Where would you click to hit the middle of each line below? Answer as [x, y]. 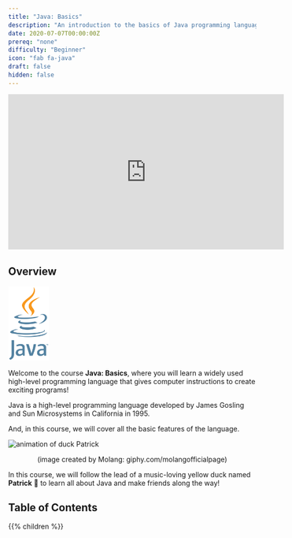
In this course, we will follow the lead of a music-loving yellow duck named [129, 474]
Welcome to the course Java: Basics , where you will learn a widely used [126, 373]
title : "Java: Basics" [45, 17]
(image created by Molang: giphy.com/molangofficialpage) [132, 459]
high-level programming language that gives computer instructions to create [132, 381]
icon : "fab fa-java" [42, 58]
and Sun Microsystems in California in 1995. [79, 413]
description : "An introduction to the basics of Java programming [119, 25]
